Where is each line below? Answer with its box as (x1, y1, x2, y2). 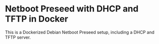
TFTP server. (5, 34, 31, 40)
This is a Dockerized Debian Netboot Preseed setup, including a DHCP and (5, 29, 155, 35)
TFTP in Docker (5, 13, 68, 24)
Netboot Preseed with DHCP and (5, 3, 139, 14)
